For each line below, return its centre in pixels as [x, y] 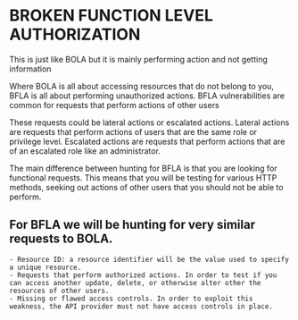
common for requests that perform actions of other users [115, 105]
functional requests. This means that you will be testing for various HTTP [143, 177]
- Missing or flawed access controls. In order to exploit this [131, 299]
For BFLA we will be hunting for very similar [132, 225]
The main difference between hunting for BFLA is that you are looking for [144, 168]
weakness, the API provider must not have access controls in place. [141, 306]
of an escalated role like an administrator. [85, 151]
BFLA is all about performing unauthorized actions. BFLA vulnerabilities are [147, 96]
